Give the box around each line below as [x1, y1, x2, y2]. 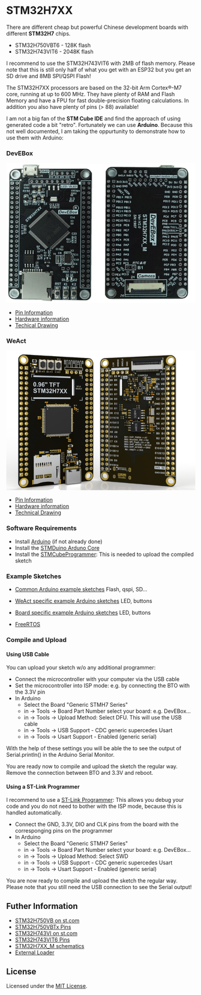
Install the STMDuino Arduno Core [14, 544, 100, 551]
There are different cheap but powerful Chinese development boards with [6, 23, 189, 31]
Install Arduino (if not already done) [14, 538, 103, 545]
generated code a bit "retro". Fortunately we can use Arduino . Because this [6, 121, 193, 128]
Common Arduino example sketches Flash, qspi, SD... [14, 586, 148, 593]
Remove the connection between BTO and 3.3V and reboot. [6, 769, 154, 777]
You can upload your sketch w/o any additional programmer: [6, 664, 156, 671]
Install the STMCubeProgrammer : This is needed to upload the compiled [14, 550, 194, 558]
